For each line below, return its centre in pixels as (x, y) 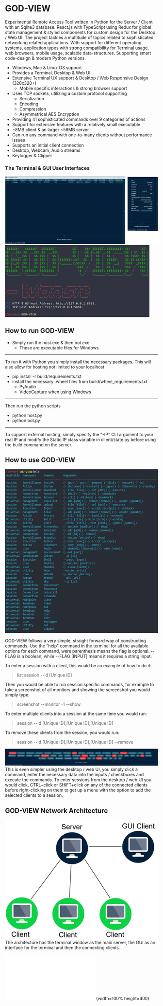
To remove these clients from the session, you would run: (62, 732)
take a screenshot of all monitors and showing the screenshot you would (78, 690)
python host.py (27, 415)
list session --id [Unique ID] (44, 675)
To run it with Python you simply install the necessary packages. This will (78, 362)
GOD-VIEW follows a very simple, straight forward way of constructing (76, 641)
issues (18, 140)
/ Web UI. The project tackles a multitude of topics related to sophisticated (79, 37)
